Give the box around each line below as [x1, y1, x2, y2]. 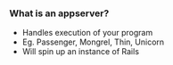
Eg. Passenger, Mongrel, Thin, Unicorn [21, 37, 165, 47]
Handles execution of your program [21, 28, 153, 38]
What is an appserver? [9, 7, 110, 20]
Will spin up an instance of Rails [21, 46, 140, 57]
